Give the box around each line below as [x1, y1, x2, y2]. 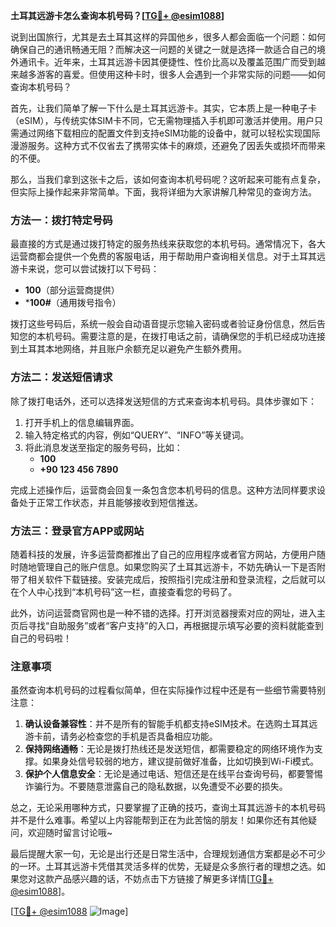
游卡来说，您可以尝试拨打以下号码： [10, 263, 160, 275]
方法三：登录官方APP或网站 [10, 524, 145, 538]
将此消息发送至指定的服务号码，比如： [24, 441, 183, 453]
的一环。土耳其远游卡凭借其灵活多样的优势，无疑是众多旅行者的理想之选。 [10, 860, 317, 873]
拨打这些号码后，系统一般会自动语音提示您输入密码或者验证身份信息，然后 [10, 318, 317, 330]
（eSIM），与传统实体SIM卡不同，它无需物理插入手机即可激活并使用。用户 [10, 115, 315, 126]
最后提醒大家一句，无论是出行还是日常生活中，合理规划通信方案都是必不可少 [10, 848, 326, 860]
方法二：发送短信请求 [10, 370, 113, 384]
